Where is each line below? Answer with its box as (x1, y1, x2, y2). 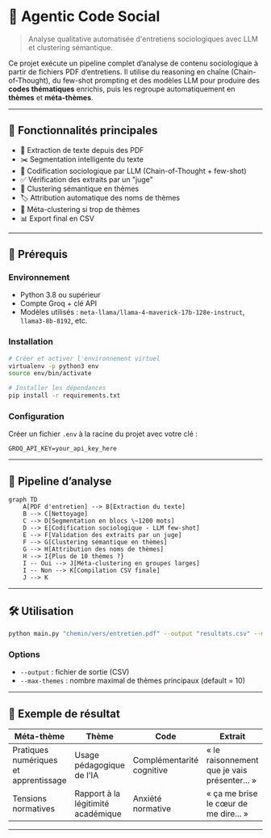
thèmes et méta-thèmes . (8, 92, 94, 102)
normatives (12, 803, 55, 815)
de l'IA (74, 770, 99, 781)
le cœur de (206, 798, 248, 810)
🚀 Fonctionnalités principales (8, 124, 158, 138)
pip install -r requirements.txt (8, 391, 121, 400)
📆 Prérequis (8, 248, 69, 261)
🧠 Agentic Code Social (8, 7, 161, 26)
